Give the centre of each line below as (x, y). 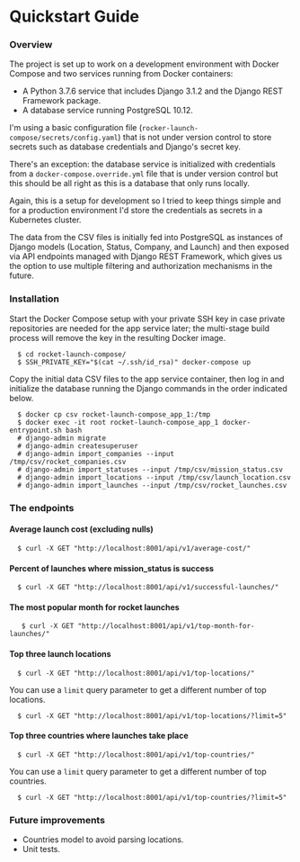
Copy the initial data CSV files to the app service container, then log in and (147, 379)
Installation (35, 299)
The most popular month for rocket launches (94, 607)
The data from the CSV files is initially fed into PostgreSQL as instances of (146, 238)
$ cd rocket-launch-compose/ (72, 354)
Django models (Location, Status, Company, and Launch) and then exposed (149, 247)
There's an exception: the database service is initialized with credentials (142, 165)
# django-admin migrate (62, 438)
